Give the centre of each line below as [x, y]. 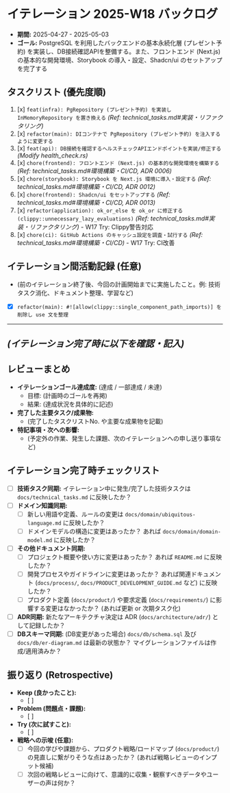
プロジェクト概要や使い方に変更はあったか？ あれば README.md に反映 [125, 557]
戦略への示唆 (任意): [45, 740]
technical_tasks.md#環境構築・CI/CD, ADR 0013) [86, 202]
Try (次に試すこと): [44, 725]
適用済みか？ [43, 651]
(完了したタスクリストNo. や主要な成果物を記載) [95, 421]
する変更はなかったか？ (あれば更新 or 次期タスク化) [107, 608]
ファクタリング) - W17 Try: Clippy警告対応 [94, 227]
